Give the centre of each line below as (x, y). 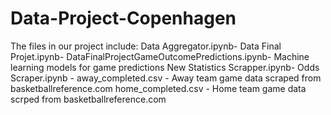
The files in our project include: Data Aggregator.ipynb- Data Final (146, 46)
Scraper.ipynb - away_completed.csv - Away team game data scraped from (166, 78)
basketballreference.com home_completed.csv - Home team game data (158, 88)
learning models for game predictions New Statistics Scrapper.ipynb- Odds (165, 67)
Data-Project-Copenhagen (123, 18)
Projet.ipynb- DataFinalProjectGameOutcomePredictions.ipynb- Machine (160, 56)
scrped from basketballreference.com (88, 99)
